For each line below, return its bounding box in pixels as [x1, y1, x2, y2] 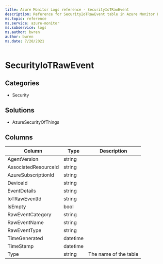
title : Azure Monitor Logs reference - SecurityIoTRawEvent [5, 7, 130, 12]
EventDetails [7, 188, 36, 194]
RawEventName [7, 219, 44, 226]
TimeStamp [7, 243, 34, 250]
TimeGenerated [7, 235, 43, 242]
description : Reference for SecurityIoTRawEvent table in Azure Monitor [5, 12, 155, 17]
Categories [5, 79, 40, 88]
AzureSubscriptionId [7, 171, 54, 178]
